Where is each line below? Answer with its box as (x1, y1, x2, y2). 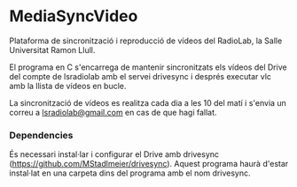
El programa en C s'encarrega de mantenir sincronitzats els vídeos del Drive (9, 62, 287, 72)
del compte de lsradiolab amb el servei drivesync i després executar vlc (9, 71, 272, 81)
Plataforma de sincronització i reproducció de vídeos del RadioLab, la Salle (9, 35, 283, 46)
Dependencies (9, 129, 74, 141)
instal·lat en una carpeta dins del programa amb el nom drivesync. (9, 168, 251, 178)
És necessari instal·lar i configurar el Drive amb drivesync (9, 149, 220, 160)
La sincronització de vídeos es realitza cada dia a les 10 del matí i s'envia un (9, 97, 286, 108)
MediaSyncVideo (9, 6, 138, 26)
